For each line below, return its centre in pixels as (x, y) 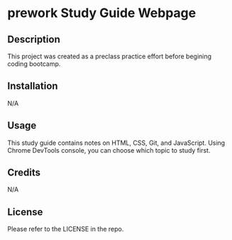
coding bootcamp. (34, 64)
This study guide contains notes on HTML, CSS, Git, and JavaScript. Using (116, 143)
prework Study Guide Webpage (102, 13)
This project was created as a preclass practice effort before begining (109, 56)
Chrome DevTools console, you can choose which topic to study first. (109, 150)
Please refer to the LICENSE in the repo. (66, 229)
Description (34, 39)
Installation (33, 86)
